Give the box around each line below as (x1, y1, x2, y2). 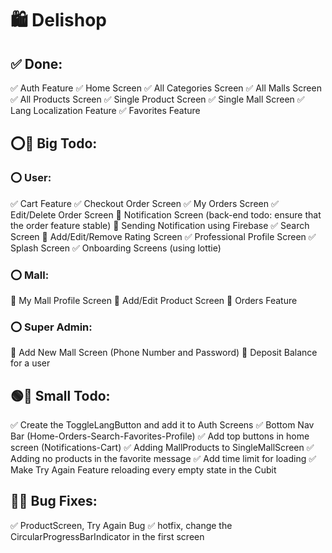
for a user (10, 357, 51, 369)
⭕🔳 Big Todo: (10, 135, 98, 152)
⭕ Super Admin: (10, 320, 93, 334)
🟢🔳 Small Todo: (10, 387, 111, 404)
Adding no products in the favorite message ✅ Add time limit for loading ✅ (10, 453, 317, 465)
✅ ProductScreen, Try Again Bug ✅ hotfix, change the (10, 519, 233, 531)
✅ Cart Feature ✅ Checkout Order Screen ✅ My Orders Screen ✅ (10, 197, 279, 209)
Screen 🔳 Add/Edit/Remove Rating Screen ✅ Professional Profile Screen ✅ (10, 230, 317, 242)
